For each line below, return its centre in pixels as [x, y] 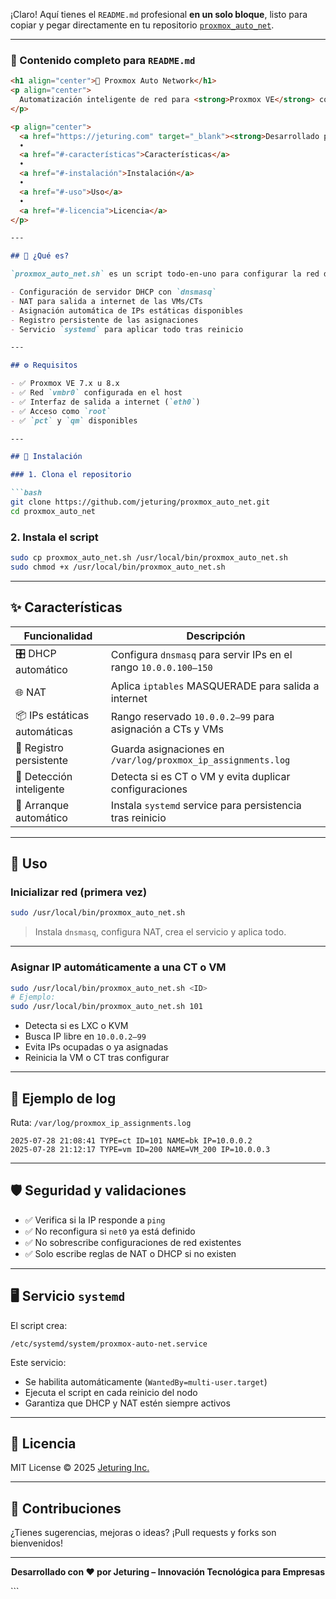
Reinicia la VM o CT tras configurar [97, 1058]
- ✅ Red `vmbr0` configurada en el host [96, 393]
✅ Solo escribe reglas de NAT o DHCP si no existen [130, 1253]
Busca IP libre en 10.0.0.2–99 [85, 1036]
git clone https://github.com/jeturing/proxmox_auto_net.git [140, 502]
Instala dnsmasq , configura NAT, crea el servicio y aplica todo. [160, 932]
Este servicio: [38, 1362]
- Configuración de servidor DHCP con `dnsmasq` [113, 292]
